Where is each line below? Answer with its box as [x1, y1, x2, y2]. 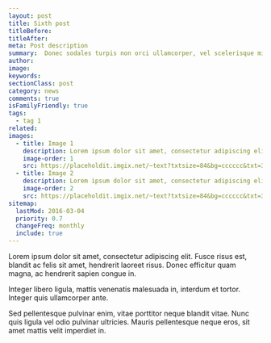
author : [8, 57, 35, 65]
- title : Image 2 [15, 169, 74, 178]
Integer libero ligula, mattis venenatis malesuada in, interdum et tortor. [8, 284, 240, 294]
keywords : [8, 72, 42, 80]
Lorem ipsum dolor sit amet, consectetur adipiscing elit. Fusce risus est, [8, 252, 248, 261]
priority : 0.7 [15, 215, 63, 223]
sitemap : [8, 199, 38, 207]
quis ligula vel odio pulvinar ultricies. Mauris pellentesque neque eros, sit [8, 317, 250, 327]
